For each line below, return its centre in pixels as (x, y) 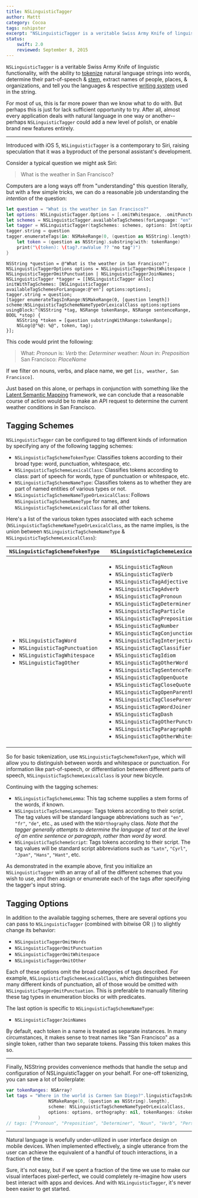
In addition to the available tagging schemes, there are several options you (97, 918)
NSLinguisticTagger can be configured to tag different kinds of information (97, 440)
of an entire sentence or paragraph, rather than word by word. (90, 836)
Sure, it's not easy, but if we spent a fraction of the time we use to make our (98, 1170)
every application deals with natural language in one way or (78, 116)
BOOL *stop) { (24, 315)
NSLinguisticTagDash (144, 715)
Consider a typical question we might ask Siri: (62, 163)
